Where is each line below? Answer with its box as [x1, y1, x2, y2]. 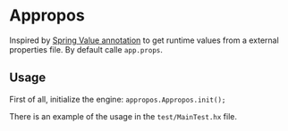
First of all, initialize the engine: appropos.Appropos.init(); [9, 94, 226, 104]
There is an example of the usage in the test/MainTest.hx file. [9, 111, 237, 121]
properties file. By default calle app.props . [9, 44, 164, 54]
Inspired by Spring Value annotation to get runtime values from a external [9, 35, 279, 45]
